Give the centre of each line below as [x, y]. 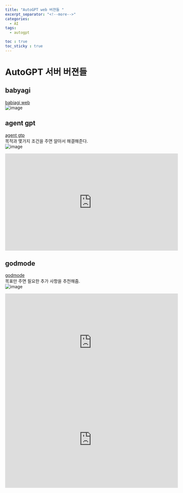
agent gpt [20, 123]
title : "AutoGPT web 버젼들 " [35, 10]
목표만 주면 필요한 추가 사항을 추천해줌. [43, 281]
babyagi [18, 91]
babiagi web [18, 102]
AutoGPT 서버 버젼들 [46, 72]
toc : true [16, 42]
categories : [17, 19]
